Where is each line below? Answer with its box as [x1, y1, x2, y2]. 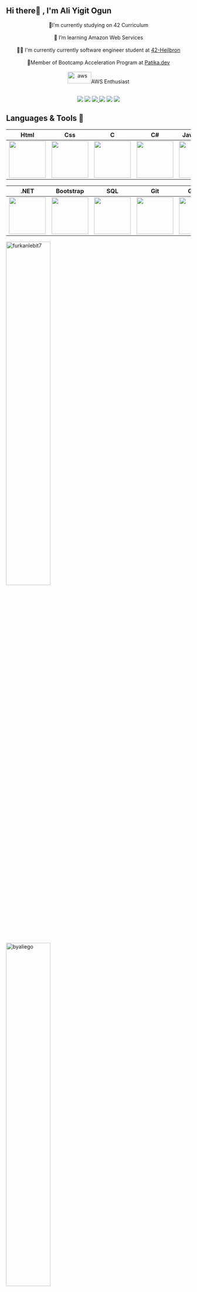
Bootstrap [55, 187, 84, 195]
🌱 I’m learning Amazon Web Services [53, 33, 144, 41]
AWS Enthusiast [90, 77, 130, 85]
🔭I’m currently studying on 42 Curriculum [49, 21, 148, 28]
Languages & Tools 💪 [6, 113, 84, 123]
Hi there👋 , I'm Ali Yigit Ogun [6, 6, 112, 16]
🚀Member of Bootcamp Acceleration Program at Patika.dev [27, 59, 170, 66]
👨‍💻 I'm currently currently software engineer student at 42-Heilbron [16, 46, 181, 53]
